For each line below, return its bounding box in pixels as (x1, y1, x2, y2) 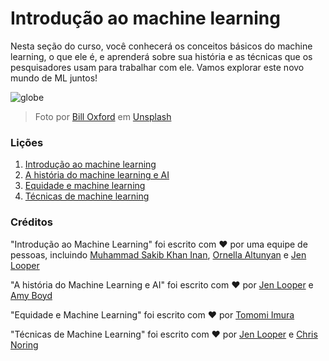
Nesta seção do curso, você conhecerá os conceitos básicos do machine (10, 40, 313, 52)
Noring (10, 338, 39, 351)
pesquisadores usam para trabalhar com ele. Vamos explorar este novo (10, 61, 305, 73)
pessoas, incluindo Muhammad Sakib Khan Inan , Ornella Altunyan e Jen (10, 248, 307, 261)
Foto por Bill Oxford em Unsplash (34, 110, 172, 122)
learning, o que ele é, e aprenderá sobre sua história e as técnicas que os (10, 50, 313, 62)
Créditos (10, 215, 53, 229)
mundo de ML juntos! (10, 72, 98, 84)
